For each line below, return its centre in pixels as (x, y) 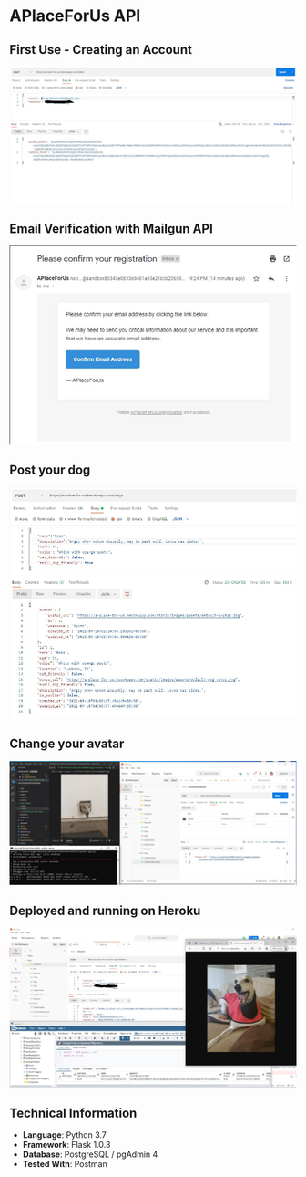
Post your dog (50, 470)
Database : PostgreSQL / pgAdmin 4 (90, 1154)
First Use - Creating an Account (101, 50)
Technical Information (73, 1113)
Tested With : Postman (65, 1164)
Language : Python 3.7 (64, 1135)
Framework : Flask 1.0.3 (66, 1145)
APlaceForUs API (75, 16)
